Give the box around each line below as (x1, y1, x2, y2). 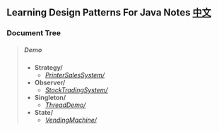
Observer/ (34, 78, 66, 87)
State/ (34, 108, 54, 117)
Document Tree (6, 28, 61, 38)
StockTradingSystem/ (45, 86, 108, 94)
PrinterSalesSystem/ (45, 71, 105, 80)
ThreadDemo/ (45, 101, 86, 109)
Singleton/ (34, 94, 66, 102)
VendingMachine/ (45, 116, 97, 125)
